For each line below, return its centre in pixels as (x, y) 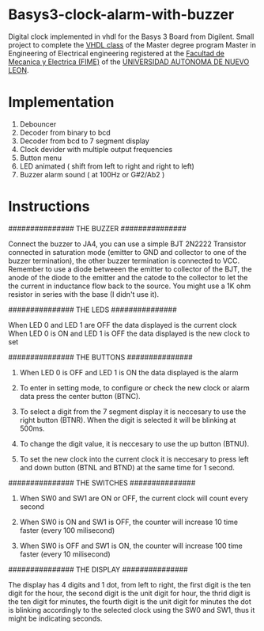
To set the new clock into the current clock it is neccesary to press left (134, 459)
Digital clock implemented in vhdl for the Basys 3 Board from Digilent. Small (131, 36)
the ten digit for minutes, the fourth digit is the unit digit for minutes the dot (130, 601)
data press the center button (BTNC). (80, 396)
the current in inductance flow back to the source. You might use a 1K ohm (130, 286)
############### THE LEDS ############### (93, 310)
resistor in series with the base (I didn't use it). (84, 294)
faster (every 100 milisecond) (67, 530)
